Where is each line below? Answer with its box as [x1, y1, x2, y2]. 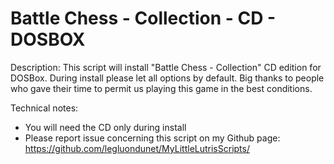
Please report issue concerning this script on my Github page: [24, 132, 281, 144]
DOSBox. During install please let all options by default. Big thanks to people [10, 72, 325, 84]
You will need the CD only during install [24, 121, 187, 133]
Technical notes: [10, 102, 79, 114]
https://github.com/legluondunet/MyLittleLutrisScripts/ [24, 142, 250, 154]
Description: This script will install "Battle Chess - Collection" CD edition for [10, 61, 322, 73]
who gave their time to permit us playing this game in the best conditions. [10, 82, 313, 94]
